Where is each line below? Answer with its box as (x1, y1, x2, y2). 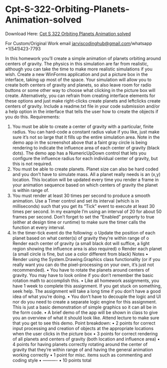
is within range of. (12, 187, 49, 193)
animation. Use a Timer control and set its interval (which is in (12, 197, 140, 203)
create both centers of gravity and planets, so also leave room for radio (5, 81, 152, 88)
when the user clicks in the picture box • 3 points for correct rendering (12, 330, 158, 336)
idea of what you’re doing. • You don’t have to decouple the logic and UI (12, 293, 161, 299)
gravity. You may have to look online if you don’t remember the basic (12, 272, 154, 278)
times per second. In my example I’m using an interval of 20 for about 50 (12, 208, 162, 214)
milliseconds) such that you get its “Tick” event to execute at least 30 (12, 203, 155, 209)
